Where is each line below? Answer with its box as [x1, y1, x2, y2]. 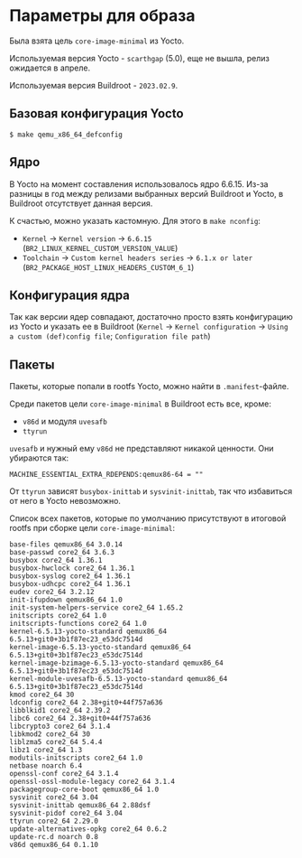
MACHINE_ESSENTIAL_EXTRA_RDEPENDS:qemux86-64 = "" [9, 471, 204, 480]
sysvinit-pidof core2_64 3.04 [9, 809, 124, 818]
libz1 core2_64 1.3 [9, 746, 83, 755]
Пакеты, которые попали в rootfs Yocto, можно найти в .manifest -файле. [9, 381, 289, 392]
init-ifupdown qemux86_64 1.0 [9, 595, 124, 605]
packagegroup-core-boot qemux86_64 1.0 [9, 785, 160, 795]
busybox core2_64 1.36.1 [9, 556, 103, 565]
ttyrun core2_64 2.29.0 [9, 816, 99, 826]
